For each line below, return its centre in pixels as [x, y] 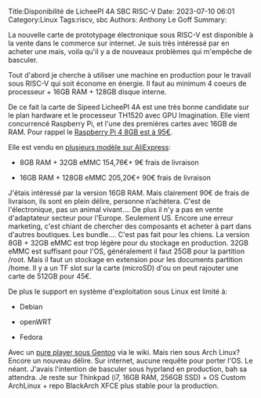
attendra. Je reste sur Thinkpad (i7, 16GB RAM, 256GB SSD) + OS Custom [127, 377]
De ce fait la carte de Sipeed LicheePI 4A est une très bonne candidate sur [129, 107]
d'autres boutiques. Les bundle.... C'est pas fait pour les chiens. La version [129, 234]
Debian [31, 307]
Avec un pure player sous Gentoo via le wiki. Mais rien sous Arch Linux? [124, 352]
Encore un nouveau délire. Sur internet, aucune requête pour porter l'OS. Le [130, 361]
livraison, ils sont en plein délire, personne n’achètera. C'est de [109, 201]
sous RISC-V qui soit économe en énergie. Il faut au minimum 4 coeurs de [127, 83]
